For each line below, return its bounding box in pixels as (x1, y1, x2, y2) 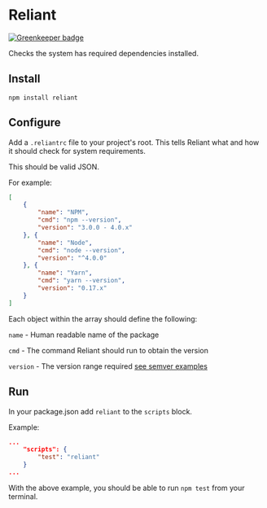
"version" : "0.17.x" (37, 284, 107, 292)
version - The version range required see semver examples (8, 361, 208, 371)
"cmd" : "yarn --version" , (37, 277, 126, 285)
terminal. (8, 491, 38, 501)
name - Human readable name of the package (8, 330, 160, 339)
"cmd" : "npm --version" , (37, 216, 122, 225)
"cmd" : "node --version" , (37, 246, 126, 254)
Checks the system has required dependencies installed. (8, 48, 199, 58)
